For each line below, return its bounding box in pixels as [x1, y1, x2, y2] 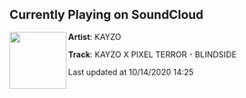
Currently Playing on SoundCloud [9, 7, 204, 23]
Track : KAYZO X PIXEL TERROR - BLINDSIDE [67, 49, 237, 60]
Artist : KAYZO [67, 31, 121, 42]
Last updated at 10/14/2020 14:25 [67, 66, 194, 77]
